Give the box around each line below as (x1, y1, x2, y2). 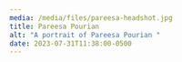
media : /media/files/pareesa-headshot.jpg (9, 13, 173, 23)
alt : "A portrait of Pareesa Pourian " (9, 30, 161, 39)
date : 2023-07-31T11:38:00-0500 (9, 38, 132, 48)
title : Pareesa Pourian (9, 22, 100, 31)
